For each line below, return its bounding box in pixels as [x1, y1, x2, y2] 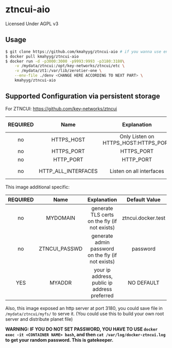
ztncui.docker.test [122, 214, 165, 221]
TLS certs [90, 211, 114, 218]
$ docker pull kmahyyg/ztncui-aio [5, 54, 79, 59]
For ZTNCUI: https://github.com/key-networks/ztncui [5, 105, 117, 111]
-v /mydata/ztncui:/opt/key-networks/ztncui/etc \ [14, 63, 125, 69]
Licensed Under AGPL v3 [5, 21, 59, 27]
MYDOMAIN [46, 214, 76, 221]
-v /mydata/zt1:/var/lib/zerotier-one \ [14, 68, 102, 73]
